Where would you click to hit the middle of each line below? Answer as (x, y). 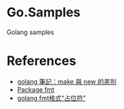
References (41, 61)
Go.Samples (44, 12)
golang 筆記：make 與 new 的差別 (67, 81)
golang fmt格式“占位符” (51, 98)
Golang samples (30, 32)
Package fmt (36, 89)
